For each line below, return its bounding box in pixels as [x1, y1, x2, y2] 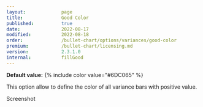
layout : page [6, 9, 72, 15]
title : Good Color [6, 15, 89, 21]
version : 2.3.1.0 [6, 49, 81, 55]
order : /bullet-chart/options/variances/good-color [6, 37, 177, 43]
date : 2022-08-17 [6, 26, 89, 32]
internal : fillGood [6, 54, 84, 61]
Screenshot [6, 95, 36, 102]
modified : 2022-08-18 [6, 32, 89, 38]
